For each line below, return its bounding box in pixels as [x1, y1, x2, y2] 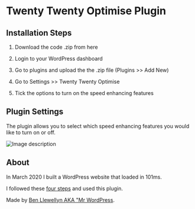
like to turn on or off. [6, 129, 56, 136]
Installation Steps [6, 28, 72, 38]
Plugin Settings [6, 107, 64, 117]
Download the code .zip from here [14, 43, 99, 50]
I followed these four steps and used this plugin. [6, 185, 123, 192]
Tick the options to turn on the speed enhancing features [14, 90, 154, 96]
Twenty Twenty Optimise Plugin [6, 4, 167, 18]
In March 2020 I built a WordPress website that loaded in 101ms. [6, 173, 162, 180]
